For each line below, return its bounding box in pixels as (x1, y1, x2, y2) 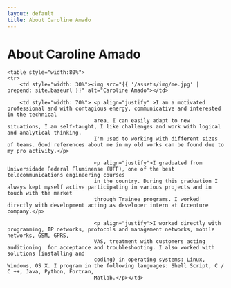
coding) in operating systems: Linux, (93, 256, 206, 263)
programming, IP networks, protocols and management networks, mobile (7, 226, 215, 233)
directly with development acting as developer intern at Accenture (7, 202, 209, 209)
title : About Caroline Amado (7, 17, 91, 23)
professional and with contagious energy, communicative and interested (7, 105, 221, 113)
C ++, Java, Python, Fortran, (7, 269, 95, 276)
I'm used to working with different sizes (93, 135, 218, 142)
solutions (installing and (7, 250, 85, 258)
